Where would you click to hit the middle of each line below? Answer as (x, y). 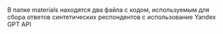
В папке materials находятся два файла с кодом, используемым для (108, 10)
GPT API (19, 24)
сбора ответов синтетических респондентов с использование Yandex (111, 17)
